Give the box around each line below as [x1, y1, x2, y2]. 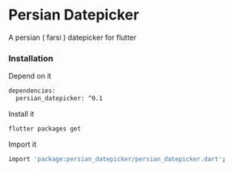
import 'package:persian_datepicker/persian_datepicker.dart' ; [8, 155, 227, 163]
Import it [8, 139, 36, 149]
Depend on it [8, 71, 52, 81]
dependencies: [8, 87, 57, 95]
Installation [8, 53, 54, 64]
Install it [8, 109, 35, 118]
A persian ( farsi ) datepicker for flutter [8, 32, 137, 42]
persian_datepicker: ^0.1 [15, 95, 104, 103]
